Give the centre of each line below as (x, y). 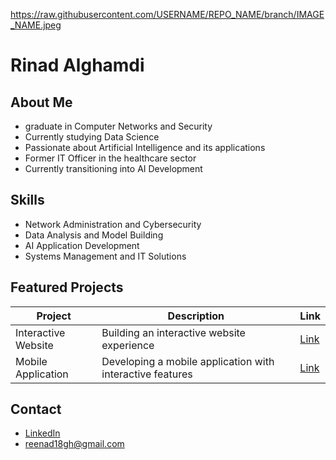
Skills (27, 200)
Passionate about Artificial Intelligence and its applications (145, 147)
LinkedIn (42, 433)
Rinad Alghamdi (77, 65)
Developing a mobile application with (188, 361)
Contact (36, 409)
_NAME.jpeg (36, 25)
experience (128, 345)
